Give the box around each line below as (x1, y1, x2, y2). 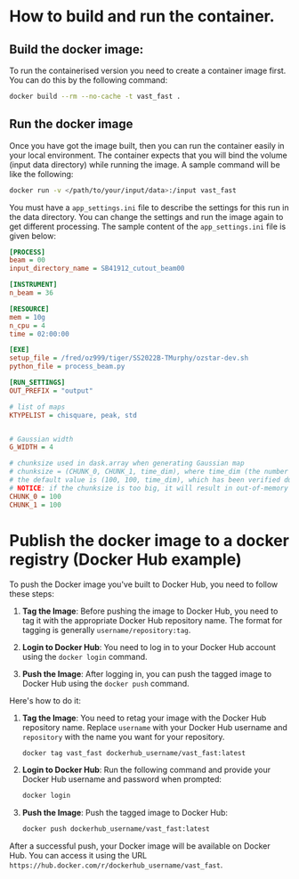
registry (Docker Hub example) (9, 549, 242, 569)
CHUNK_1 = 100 (9, 501, 62, 509)
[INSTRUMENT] (9, 281, 58, 289)
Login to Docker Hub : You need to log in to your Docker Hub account (21, 641, 276, 652)
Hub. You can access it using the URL (9, 851, 148, 861)
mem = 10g (9, 313, 46, 321)
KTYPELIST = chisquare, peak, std (9, 411, 138, 419)
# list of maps (9, 403, 66, 411)
